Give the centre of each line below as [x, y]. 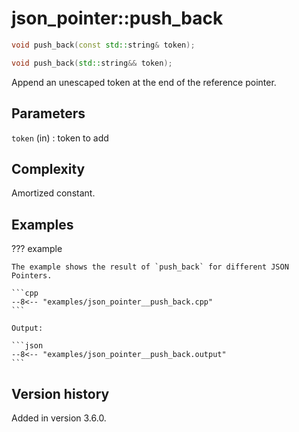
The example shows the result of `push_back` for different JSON [150, 267]
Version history [60, 393]
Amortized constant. [53, 193]
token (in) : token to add [60, 138]
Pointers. [32, 276]
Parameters [48, 113]
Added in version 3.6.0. [59, 418]
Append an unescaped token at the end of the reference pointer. [144, 82]
